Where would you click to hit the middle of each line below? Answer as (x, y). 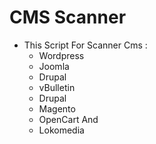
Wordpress (61, 55)
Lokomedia (61, 130)
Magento (57, 108)
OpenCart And (68, 119)
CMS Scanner (68, 17)
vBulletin (57, 87)
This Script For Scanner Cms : (85, 45)
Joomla (54, 66)
